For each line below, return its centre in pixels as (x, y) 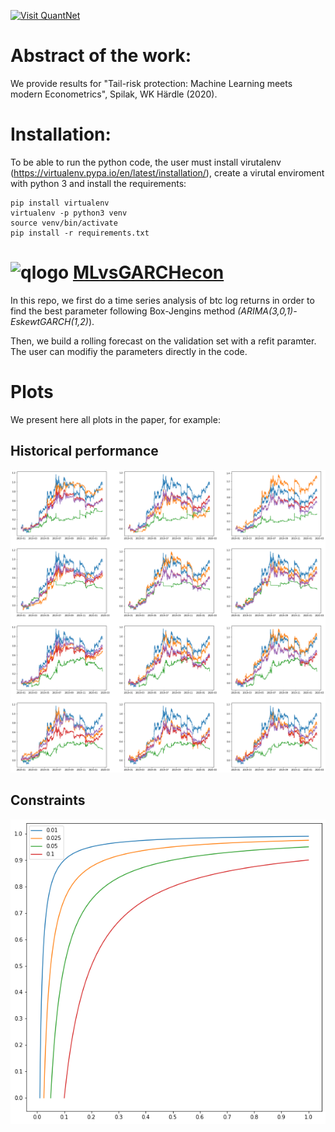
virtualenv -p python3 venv (69, 213)
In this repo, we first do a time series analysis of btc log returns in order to (162, 300)
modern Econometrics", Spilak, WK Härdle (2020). (114, 94)
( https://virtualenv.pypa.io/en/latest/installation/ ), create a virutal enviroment (167, 172)
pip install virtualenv (60, 203)
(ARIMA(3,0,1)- (267, 311)
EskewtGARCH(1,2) (49, 321)
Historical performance (84, 451)
